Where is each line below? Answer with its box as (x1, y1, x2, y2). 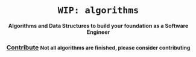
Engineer (86, 28, 110, 36)
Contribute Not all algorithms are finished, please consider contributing (6, 43, 191, 52)
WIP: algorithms (57, 5, 139, 16)
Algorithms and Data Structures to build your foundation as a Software (8, 22, 189, 29)
